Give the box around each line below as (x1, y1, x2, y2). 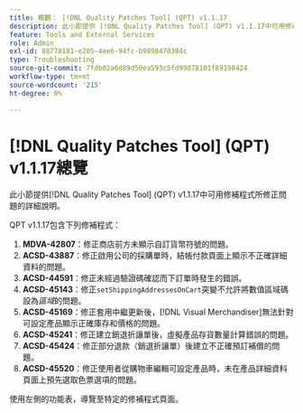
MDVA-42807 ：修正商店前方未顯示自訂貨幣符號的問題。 (22, 239, 234, 249)
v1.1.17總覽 (9, 157, 88, 178)
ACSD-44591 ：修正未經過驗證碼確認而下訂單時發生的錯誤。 (22, 273, 247, 284)
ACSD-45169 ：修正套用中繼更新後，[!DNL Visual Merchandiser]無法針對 (22, 306, 294, 317)
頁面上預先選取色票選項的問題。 (22, 374, 142, 385)
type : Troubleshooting (9, 55, 95, 64)
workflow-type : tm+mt (9, 72, 91, 81)
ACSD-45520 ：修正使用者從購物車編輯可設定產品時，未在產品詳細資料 (22, 363, 288, 374)
